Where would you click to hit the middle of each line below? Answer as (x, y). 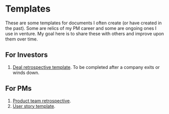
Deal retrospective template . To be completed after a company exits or (86, 67)
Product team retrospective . (42, 101)
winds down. (26, 72)
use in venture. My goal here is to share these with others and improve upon (85, 33)
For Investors (27, 55)
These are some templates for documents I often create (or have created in (83, 23)
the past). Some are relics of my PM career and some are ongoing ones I (81, 28)
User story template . (34, 106)
